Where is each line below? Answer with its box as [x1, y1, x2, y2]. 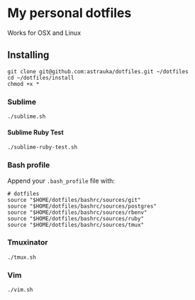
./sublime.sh [7, 113, 46, 120]
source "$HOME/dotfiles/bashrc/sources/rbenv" [7, 208, 147, 216]
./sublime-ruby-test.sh [7, 144, 78, 151]
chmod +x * [7, 80, 40, 87]
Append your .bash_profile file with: [7, 176, 116, 185]
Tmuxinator [7, 237, 48, 247]
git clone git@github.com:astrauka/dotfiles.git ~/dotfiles [7, 68, 189, 75]
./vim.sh [7, 286, 33, 294]
